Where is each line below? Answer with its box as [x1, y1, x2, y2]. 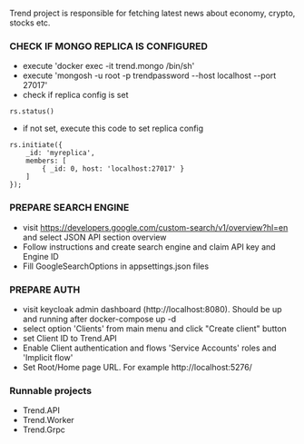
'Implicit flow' [22, 351, 74, 362]
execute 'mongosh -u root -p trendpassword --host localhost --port [22, 70, 277, 81]
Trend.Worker [22, 415, 74, 426]
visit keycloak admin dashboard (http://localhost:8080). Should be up [22, 303, 283, 314]
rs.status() [9, 107, 54, 116]
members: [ [25, 156, 67, 166]
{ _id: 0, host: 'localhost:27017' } [42, 164, 184, 173]
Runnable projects [9, 384, 93, 397]
